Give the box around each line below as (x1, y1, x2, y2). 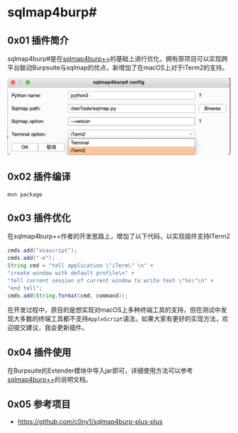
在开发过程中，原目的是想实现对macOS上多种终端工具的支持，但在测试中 (7, 306, 221, 314)
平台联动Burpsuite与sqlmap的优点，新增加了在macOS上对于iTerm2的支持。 (7, 63, 229, 72)
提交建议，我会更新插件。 (13, 324, 89, 332)
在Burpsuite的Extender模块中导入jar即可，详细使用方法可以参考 (7, 366, 193, 375)
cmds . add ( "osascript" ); (7, 247, 78, 254)
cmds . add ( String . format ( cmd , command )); (7, 292, 129, 299)
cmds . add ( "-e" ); (7, 255, 55, 262)
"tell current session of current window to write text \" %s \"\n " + (7, 277, 214, 284)
